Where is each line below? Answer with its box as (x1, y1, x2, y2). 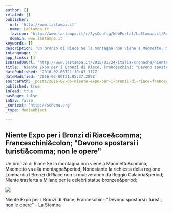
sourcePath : (5, 79, 31, 84)
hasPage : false (5, 93, 38, 98)
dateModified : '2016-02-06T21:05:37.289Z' (5, 74, 97, 79)
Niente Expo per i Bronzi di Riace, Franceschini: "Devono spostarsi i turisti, (5, 196, 162, 202)
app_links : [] (5, 55, 36, 60)
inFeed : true (5, 88, 33, 94)
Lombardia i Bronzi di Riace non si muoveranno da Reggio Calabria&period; (5, 171, 164, 177)
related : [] (5, 12, 31, 17)
